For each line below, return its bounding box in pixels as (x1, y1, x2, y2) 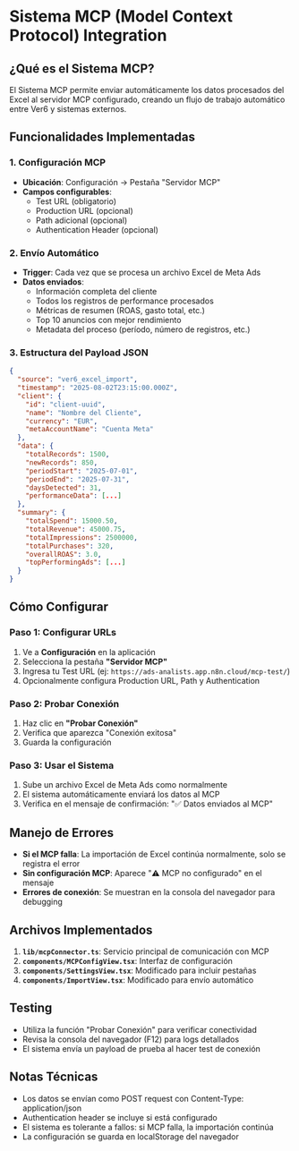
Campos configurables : (21, 186, 112, 197)
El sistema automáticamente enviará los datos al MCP (21, 789, 220, 800)
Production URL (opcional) (35, 205, 134, 216)
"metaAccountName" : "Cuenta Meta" (25, 425, 154, 434)
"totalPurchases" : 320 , (25, 541, 115, 550)
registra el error (21, 858, 81, 869)
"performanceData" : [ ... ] (25, 491, 123, 500)
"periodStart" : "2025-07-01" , (25, 466, 139, 475)
